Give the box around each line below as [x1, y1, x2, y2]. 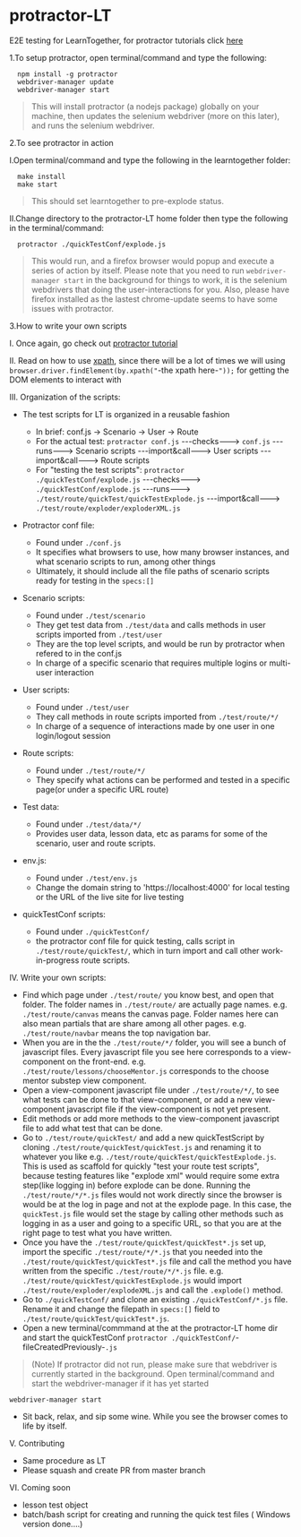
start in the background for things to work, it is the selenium [64, 274, 288, 285]
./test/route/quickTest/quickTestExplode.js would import [21, 1275, 242, 1285]
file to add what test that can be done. [21, 1122, 163, 1133]
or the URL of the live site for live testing [35, 891, 185, 902]
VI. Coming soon [9, 1481, 71, 1492]
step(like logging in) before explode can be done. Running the [21, 1180, 251, 1190]
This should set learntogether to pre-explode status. [30, 195, 224, 206]
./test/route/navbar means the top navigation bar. [21, 1027, 211, 1038]
